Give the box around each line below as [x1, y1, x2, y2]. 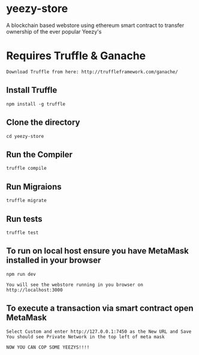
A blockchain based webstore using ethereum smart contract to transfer [6, 22, 185, 29]
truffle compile [6, 166, 47, 172]
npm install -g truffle [6, 101, 66, 107]
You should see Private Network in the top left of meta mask [6, 333, 165, 340]
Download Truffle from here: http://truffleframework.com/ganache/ [6, 68, 179, 75]
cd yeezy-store [6, 133, 44, 139]
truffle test [6, 230, 39, 236]
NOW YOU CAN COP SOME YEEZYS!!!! [6, 344, 90, 350]
